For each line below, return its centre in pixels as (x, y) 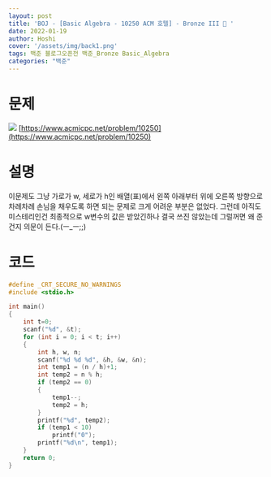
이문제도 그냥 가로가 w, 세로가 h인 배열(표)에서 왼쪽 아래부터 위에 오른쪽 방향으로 (136, 196)
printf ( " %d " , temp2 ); (74, 420)
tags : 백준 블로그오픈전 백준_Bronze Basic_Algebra (89, 54)
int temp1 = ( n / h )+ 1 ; (77, 367)
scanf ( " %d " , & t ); (52, 330)
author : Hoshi (32, 39)
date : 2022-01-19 (38, 31)
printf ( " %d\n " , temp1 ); (77, 443)
